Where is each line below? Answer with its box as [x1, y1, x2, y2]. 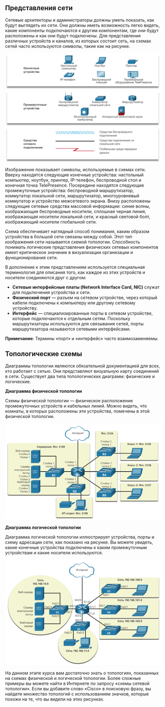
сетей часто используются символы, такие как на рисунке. [5, 43, 131, 49]
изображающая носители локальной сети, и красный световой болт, [5, 214, 150, 220]
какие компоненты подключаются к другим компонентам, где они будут [5, 27, 159, 33]
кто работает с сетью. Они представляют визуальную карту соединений [5, 368, 159, 374]
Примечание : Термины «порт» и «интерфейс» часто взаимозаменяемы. [5, 335, 159, 341]
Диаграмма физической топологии [5, 388, 82, 394]
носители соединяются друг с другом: [5, 274, 87, 280]
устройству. [12, 305, 38, 311]
